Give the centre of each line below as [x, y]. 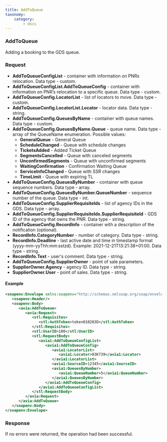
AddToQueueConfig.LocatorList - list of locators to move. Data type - [85, 97]
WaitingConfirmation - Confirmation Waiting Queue [73, 166]
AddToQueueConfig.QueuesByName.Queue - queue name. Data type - [87, 129]
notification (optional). [35, 230]
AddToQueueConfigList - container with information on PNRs [76, 76]
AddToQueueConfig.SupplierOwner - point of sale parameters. [78, 261]
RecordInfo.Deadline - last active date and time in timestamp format [83, 240]
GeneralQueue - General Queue [53, 139]
